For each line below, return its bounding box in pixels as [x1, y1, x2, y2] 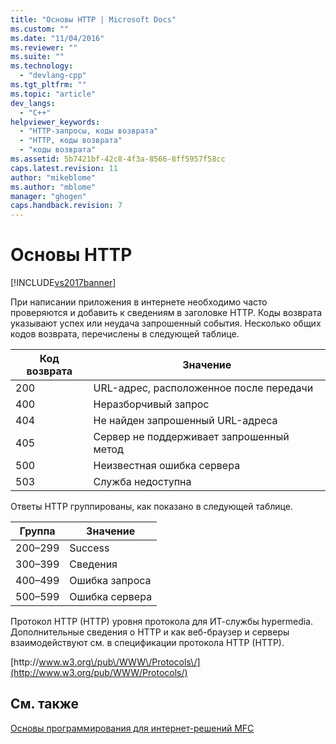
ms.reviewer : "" [10, 42, 78, 53]
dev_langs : [10, 98, 56, 108]
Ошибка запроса [69, 574, 152, 588]
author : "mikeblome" [10, 172, 97, 183]
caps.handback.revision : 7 [10, 201, 123, 211]
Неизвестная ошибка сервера [93, 459, 241, 473]
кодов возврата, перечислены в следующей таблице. [10, 328, 240, 340]
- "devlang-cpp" [19, 71, 87, 81]
